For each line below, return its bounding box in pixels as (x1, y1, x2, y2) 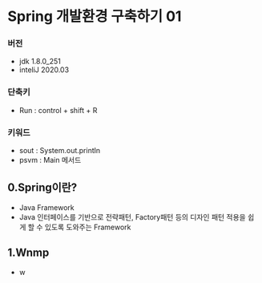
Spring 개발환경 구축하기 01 (7, 7, 182, 26)
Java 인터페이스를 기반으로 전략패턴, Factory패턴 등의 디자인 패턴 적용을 (18, 212, 246, 221)
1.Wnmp (7, 246, 50, 260)
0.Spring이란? (7, 181, 78, 195)
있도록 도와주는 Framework (44, 222, 131, 232)
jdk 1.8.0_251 (18, 57, 61, 67)
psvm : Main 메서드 (18, 156, 82, 165)
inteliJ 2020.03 (18, 65, 70, 75)
